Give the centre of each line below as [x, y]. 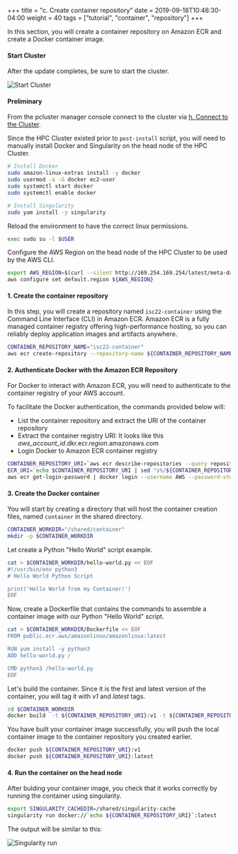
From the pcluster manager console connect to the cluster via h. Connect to [118, 117]
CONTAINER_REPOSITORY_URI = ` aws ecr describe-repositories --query [107, 464]
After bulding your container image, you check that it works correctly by [112, 789]
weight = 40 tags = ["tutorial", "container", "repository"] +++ [115, 18]
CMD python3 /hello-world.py [50, 668]
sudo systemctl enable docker [52, 193]
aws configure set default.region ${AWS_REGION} [80, 280]
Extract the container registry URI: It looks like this [91, 436]
